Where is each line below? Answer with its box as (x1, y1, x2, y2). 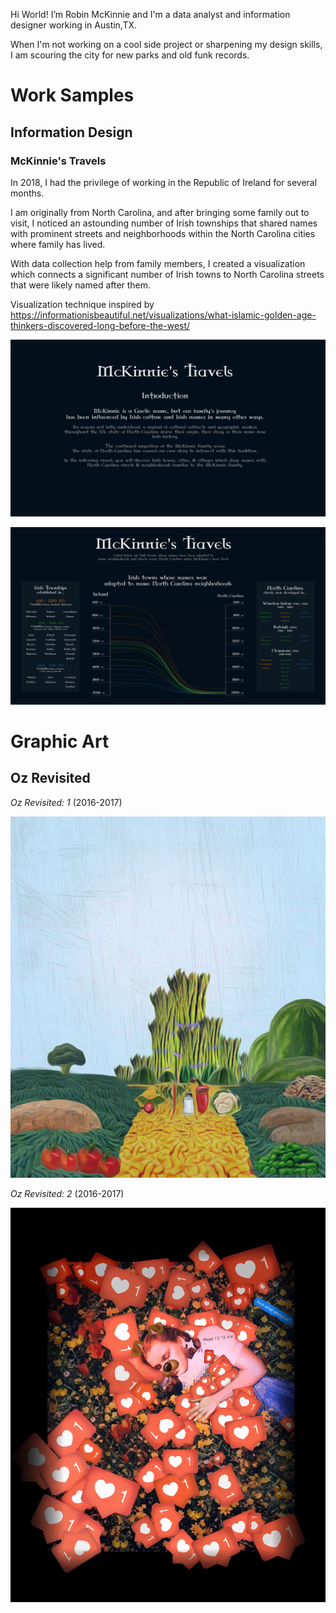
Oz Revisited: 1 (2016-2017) (10, 796, 123, 808)
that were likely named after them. (10, 279, 152, 291)
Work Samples (10, 84, 135, 107)
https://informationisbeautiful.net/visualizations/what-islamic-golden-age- (10, 309, 317, 321)
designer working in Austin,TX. (10, 19, 138, 31)
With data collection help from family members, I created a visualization (10, 257, 306, 269)
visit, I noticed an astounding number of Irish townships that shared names (10, 217, 318, 229)
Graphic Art (10, 730, 110, 753)
